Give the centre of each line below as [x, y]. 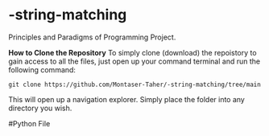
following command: [42, 69]
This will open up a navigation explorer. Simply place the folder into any [127, 99]
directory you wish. [40, 108]
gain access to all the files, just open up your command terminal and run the [134, 61]
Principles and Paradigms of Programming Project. [92, 37]
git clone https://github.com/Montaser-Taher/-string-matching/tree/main [135, 84]
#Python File [29, 123]
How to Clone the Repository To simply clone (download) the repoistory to [132, 52]
